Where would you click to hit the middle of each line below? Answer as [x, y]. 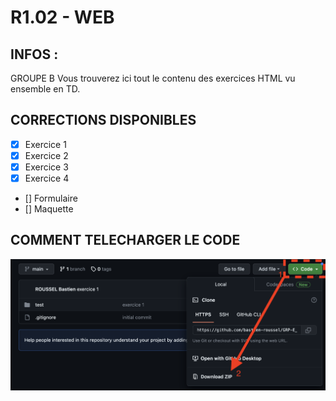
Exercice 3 [46, 167]
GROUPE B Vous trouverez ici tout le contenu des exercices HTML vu [153, 78]
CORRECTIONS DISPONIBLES [103, 120]
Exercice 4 [47, 178]
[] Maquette [49, 209]
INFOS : [34, 54]
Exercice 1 [45, 144]
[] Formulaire [51, 198]
